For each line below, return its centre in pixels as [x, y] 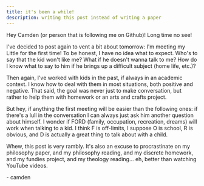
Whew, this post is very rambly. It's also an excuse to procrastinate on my [98, 146]
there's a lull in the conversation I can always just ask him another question [100, 115]
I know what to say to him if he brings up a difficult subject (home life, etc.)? [101, 66]
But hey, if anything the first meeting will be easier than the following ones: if [102, 108]
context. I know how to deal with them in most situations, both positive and [100, 84]
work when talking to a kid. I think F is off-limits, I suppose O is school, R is [100, 128]
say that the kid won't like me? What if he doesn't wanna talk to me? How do [102, 59]
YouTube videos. [27, 165]
